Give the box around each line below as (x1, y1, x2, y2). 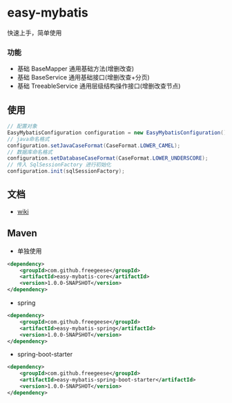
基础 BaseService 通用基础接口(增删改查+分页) (17, 73, 150, 82)
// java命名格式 (7, 135, 50, 142)
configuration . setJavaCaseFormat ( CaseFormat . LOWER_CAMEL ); (7, 142, 181, 149)
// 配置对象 (7, 123, 38, 130)
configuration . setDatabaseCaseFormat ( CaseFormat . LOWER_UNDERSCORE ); (7, 155, 209, 162)
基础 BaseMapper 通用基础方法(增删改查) (17, 64, 135, 73)
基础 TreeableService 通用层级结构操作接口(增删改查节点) (17, 82, 181, 91)
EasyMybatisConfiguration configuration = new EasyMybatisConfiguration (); (7, 129, 230, 136)
